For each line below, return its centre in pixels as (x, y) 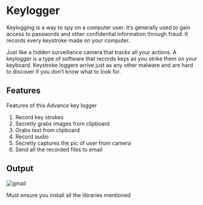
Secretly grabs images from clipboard (62, 123)
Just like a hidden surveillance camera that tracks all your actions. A (91, 52)
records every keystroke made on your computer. (68, 40)
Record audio (32, 136)
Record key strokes (39, 117)
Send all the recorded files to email (59, 149)
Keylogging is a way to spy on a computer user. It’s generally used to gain (98, 27)
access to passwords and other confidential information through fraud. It (97, 33)
